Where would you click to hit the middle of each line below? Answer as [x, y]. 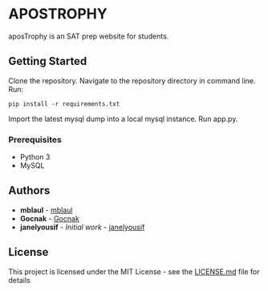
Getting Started [48, 61]
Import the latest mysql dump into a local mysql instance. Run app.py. [123, 119]
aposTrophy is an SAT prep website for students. [89, 36]
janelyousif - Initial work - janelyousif [82, 227]
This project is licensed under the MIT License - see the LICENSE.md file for [134, 271]
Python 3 [35, 157]
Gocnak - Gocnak [50, 218]
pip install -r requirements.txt [64, 104]
